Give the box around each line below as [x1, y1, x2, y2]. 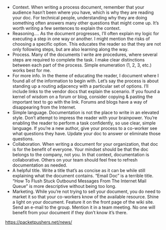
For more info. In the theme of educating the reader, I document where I [12, 73, 159, 78]
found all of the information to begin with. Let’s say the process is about [12, 78, 159, 84]
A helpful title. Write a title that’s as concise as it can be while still [12, 168, 145, 173]
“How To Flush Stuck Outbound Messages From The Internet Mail [12, 178, 147, 184]
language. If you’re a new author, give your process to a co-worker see [12, 125, 158, 131]
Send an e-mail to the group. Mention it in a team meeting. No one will [12, 204, 156, 210]
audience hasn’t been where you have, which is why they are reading [12, 9, 154, 15]
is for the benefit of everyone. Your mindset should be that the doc [12, 146, 149, 152]
